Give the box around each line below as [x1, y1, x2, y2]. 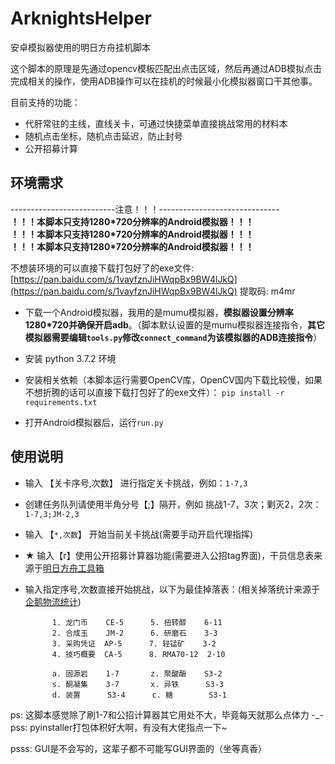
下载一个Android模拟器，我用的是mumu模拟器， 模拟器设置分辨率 [24, 306, 294, 318]
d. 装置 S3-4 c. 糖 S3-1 [51, 690, 227, 700]
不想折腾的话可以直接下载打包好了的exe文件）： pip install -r [24, 386, 285, 398]
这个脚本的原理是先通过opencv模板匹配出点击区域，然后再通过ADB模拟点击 [10, 62, 322, 74]
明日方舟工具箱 [42, 562, 105, 574]
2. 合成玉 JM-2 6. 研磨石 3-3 [51, 628, 218, 638]
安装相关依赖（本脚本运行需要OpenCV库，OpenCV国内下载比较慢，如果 [24, 373, 323, 386]
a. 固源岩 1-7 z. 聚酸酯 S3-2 [51, 668, 223, 679]
